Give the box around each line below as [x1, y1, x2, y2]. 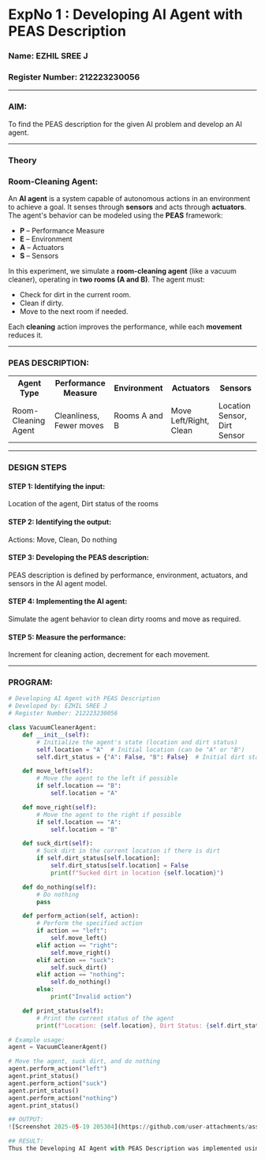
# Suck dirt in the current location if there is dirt [36, 847, 221, 855]
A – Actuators [19, 242, 65, 252]
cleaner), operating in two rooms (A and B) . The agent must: [8, 274, 205, 284]
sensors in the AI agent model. [8, 578, 108, 588]
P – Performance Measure [19, 226, 105, 235]
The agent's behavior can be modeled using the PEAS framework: [8, 211, 223, 220]
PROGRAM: [8, 677, 53, 688]
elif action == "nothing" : [36, 971, 125, 979]
